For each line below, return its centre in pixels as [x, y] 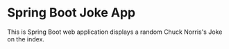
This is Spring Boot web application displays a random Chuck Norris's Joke [115, 32]
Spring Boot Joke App [71, 13]
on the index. [26, 39]
